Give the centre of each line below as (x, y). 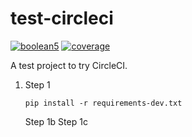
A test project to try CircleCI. (69, 65)
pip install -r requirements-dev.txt (103, 103)
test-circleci (62, 18)
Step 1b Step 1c (56, 121)
